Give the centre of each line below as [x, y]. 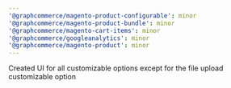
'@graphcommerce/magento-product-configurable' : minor [103, 16]
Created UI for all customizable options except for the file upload [116, 68]
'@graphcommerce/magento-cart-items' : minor [84, 30]
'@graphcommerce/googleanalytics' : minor [79, 38]
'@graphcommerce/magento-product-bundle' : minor [92, 23]
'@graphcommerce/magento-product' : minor [79, 46]
